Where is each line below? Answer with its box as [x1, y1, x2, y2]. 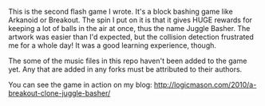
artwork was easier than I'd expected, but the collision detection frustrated [8, 32, 254, 41]
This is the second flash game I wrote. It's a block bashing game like [8, 7, 233, 16]
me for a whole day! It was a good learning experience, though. [8, 41, 217, 50]
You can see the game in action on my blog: [8, 80, 153, 89]
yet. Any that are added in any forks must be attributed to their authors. [8, 65, 243, 74]
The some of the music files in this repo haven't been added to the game [8, 56, 247, 65]
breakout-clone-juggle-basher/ [8, 88, 111, 98]
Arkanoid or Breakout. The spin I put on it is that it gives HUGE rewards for [8, 15, 253, 25]
